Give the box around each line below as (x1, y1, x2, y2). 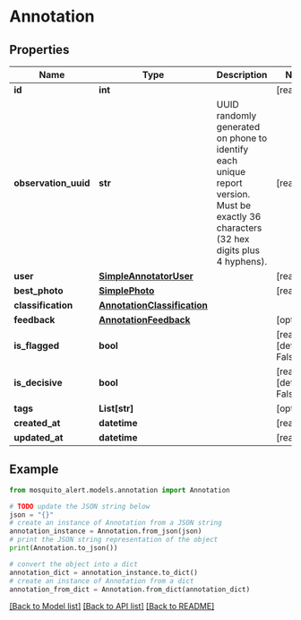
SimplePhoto (98, 284, 155, 297)
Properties (9, 42, 70, 57)
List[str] (98, 402, 134, 415)
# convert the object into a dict (9, 559, 139, 569)
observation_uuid (13, 177, 90, 189)
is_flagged (13, 339, 60, 352)
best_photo (13, 284, 64, 297)
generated (216, 121, 261, 133)
